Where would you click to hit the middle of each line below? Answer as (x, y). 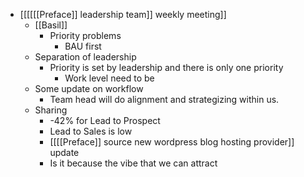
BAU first (83, 46)
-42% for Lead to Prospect (105, 120)
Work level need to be (109, 78)
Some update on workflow (89, 88)
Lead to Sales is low (91, 131)
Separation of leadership (85, 57)
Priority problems (85, 35)
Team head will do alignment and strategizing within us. (164, 99)
